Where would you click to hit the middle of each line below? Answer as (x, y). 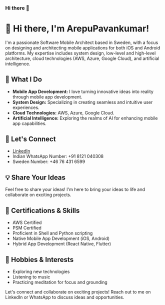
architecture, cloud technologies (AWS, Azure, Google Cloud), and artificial (82, 58)
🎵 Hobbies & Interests (39, 259)
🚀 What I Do (24, 79)
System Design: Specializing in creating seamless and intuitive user (82, 102)
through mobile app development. (47, 96)
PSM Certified (27, 228)
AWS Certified (27, 222)
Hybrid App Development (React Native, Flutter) (62, 244)
